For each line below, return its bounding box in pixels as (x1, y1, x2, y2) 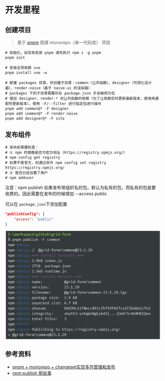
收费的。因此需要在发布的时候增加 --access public (5, 190, 107, 197)
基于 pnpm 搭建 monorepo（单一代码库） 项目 (17, 40, 110, 45)
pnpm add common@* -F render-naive (5, 111, 78, 116)
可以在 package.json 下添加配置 (5, 201, 67, 207)
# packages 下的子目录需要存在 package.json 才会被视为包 (5, 91, 115, 96)
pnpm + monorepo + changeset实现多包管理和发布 (12, 364, 115, 370)
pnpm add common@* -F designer (5, 106, 69, 111)
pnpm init (5, 55, 26, 60)
